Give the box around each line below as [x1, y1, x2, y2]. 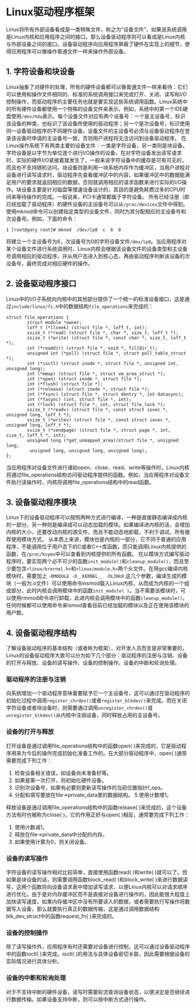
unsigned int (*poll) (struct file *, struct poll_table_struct [27, 350, 187, 356]
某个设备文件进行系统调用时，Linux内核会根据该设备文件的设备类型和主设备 [6, 245, 188, 252]
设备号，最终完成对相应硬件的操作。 [6, 260, 93, 267]
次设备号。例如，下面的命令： [6, 215, 78, 222]
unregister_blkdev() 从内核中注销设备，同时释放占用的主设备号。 [6, 711, 163, 718]
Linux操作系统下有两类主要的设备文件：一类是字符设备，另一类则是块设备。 [6, 142, 188, 149]
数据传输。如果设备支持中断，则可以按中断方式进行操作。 [10, 996, 149, 1003]
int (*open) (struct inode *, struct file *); [27, 376, 142, 382]
